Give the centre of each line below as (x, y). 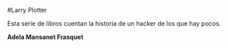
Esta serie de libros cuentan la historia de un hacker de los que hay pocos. (114, 23)
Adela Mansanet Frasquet (45, 37)
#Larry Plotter (27, 10)
